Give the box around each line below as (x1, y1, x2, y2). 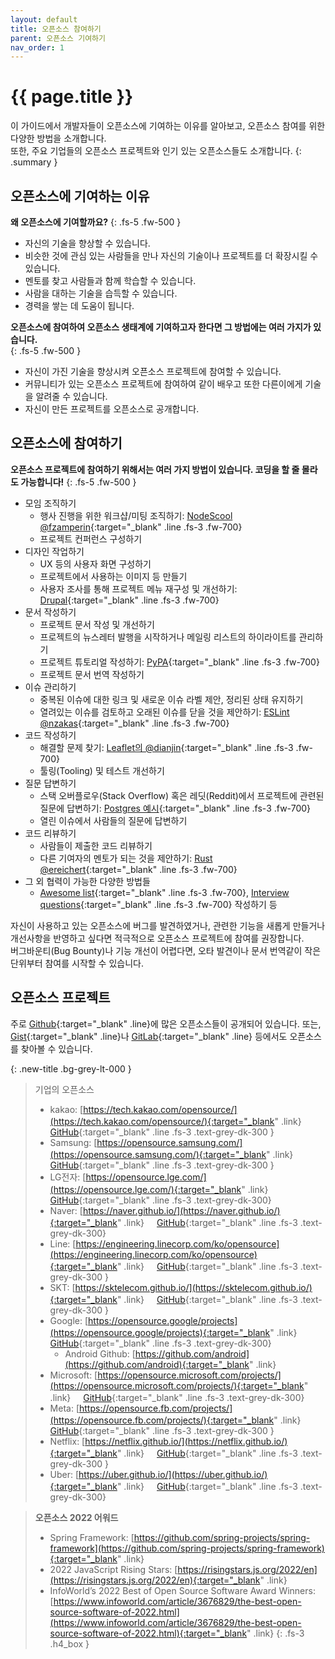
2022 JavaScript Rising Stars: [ (49, 1563, 178, 1575)
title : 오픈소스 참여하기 (10, 24, 102, 34)
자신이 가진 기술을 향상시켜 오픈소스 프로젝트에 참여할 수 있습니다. (24, 366, 282, 377)
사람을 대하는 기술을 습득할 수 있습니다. (24, 287, 178, 299)
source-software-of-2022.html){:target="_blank (49, 1627, 248, 1639)
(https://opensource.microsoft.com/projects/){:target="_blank (49, 1379, 305, 1391)
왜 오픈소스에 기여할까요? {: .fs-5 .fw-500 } (10, 216, 182, 228)
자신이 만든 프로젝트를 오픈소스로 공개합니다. (24, 403, 200, 415)
